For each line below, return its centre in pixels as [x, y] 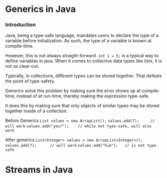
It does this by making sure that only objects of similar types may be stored [82, 106]
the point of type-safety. [30, 81]
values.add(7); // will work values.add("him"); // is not [75, 146]
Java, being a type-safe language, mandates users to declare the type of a [82, 35]
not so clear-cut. [22, 66]
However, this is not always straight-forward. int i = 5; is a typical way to [82, 56]
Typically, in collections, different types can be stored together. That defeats [83, 76]
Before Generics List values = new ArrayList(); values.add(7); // [80, 121]
